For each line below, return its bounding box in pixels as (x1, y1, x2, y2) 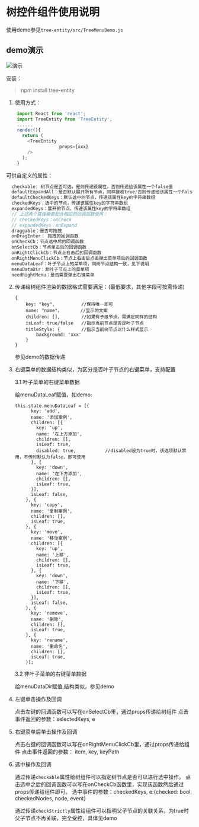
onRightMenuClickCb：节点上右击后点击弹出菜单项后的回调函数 (11, 255, 147, 261)
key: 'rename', (30, 637, 68, 644)
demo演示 (6, 45, 43, 55)
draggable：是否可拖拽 (11, 228, 62, 234)
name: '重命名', (30, 644, 68, 650)
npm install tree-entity (20, 87, 75, 94)
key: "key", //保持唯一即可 (25, 301, 114, 307)
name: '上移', (36, 552, 69, 558)
